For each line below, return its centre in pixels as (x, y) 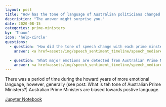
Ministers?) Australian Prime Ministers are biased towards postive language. (82, 90)
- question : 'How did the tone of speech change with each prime (78, 47)
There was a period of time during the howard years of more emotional (77, 79)
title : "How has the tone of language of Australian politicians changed (83, 14)
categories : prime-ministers (35, 28)
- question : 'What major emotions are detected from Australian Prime (84, 60)
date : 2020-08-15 (23, 24)
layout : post (19, 10)
